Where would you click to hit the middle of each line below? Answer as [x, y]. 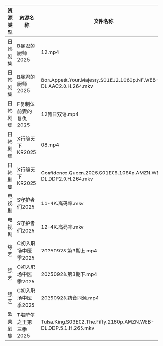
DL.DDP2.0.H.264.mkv [67, 179]
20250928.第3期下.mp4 [69, 274]
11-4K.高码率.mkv [62, 203]
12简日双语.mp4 [60, 114]
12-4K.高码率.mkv [62, 227]
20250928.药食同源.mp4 [70, 298]
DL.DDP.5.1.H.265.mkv [68, 328]
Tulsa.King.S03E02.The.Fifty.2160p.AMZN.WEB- [98, 322]
